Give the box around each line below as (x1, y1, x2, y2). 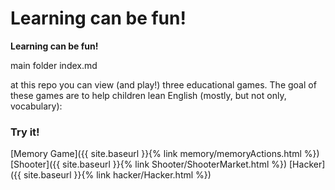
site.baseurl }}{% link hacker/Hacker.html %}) (23, 169, 212, 181)
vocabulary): (10, 100, 63, 112)
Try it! (10, 125, 40, 139)
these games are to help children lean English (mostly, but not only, (10, 89, 287, 101)
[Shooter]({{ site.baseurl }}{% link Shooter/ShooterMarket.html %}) (10, 158, 288, 171)
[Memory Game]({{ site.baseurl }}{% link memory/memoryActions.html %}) (10, 148, 320, 160)
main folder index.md (10, 59, 98, 71)
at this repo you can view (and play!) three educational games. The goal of (10, 78, 317, 91)
